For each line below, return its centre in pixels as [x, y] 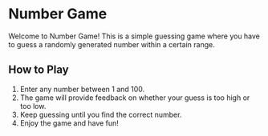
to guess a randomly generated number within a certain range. [112, 44]
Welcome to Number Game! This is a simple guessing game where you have [134, 36]
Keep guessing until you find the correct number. [101, 114]
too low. [33, 106]
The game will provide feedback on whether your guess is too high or [135, 98]
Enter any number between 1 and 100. [82, 89]
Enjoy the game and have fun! [69, 123]
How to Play [39, 70]
